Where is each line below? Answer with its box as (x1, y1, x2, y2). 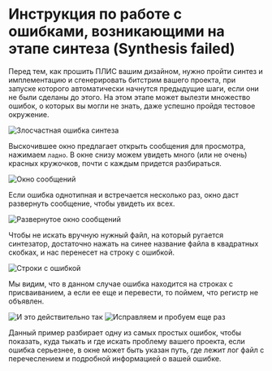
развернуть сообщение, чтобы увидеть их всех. (8, 199, 175, 208)
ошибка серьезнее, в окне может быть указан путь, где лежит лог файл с (8, 345, 265, 355)
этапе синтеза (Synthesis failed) (8, 40, 235, 58)
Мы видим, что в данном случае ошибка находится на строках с (8, 278, 234, 289)
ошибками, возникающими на (8, 22, 225, 41)
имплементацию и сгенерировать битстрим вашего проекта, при (8, 75, 236, 85)
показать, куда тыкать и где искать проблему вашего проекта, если (8, 336, 245, 346)
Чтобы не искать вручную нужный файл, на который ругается (8, 229, 224, 240)
